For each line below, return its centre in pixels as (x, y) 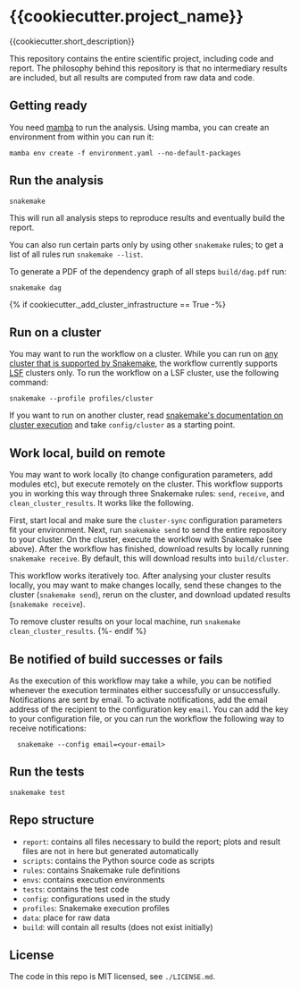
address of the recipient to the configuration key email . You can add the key (149, 709)
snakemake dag (36, 288)
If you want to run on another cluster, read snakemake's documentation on (146, 415)
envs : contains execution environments (93, 879)
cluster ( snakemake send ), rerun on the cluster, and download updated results (150, 595)
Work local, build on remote (87, 453)
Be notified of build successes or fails (116, 659)
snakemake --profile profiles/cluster (81, 399)
